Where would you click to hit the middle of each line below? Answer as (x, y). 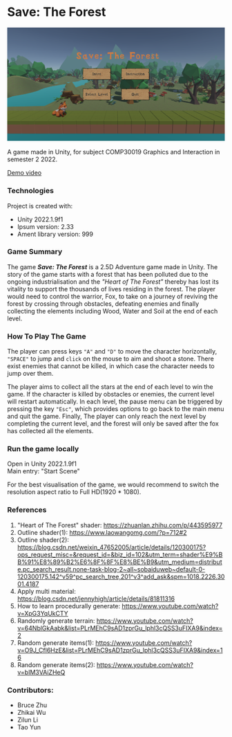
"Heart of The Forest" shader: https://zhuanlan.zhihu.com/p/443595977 (120, 525)
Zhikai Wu (31, 713)
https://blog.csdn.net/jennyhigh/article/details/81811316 (96, 599)
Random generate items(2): (56, 664)
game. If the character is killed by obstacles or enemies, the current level (111, 394)
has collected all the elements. (50, 431)
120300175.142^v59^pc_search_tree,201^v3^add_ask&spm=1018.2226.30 (121, 576)
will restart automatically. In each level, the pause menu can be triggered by (115, 401)
